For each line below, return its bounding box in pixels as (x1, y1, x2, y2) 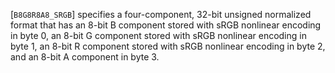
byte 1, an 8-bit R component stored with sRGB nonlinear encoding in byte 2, (10, 40, 326, 52)
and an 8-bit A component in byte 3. (10, 51, 160, 63)
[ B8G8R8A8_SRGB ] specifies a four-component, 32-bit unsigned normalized (10, 9, 312, 20)
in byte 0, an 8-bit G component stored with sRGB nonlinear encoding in (10, 30, 307, 41)
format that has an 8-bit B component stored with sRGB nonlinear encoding (10, 19, 322, 31)
